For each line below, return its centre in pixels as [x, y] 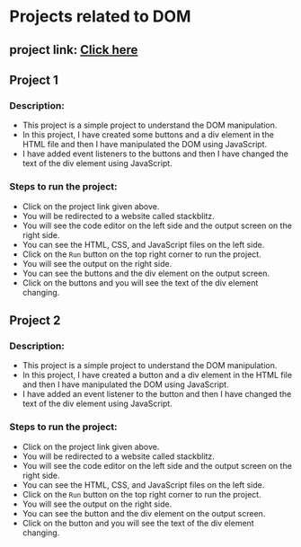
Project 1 [34, 79]
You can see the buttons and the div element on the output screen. [146, 273]
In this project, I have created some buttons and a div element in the [148, 135]
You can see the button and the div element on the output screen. [144, 513]
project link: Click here [74, 50]
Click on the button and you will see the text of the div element [138, 523]
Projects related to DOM [100, 17]
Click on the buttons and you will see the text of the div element [140, 282]
